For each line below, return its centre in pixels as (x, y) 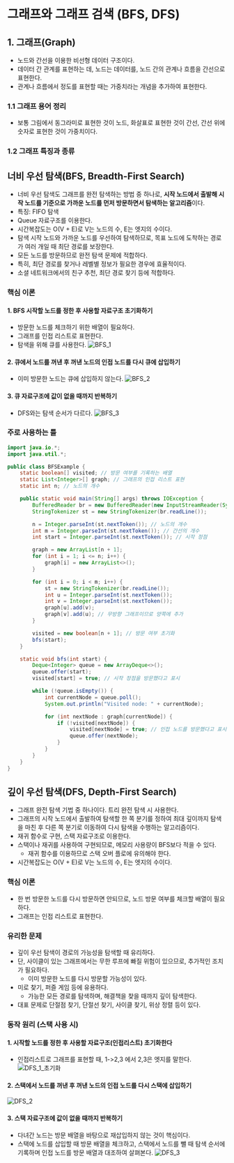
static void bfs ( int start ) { (64, 659)
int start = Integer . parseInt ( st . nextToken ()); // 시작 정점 (120, 537)
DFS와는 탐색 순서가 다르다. (55, 413)
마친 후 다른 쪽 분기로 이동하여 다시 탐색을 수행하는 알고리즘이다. (112, 827)
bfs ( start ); (50, 640)
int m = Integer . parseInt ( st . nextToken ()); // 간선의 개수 (116, 531)
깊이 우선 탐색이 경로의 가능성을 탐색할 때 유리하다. (86, 952)
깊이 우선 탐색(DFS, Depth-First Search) (92, 792)
